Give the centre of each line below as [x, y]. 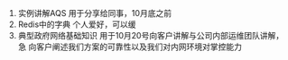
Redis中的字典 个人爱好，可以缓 [77, 24]
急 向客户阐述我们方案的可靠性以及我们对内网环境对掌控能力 [130, 47]
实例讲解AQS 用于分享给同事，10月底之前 [95, 13]
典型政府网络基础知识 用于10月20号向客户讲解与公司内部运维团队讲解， [151, 35]
